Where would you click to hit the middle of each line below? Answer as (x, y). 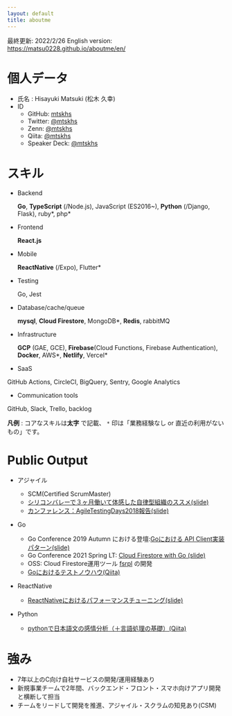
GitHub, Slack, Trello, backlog (50, 409)
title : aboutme (29, 20)
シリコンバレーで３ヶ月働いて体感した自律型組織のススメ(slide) (118, 502)
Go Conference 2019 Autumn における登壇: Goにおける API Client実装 (126, 539)
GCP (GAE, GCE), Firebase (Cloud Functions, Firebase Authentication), (117, 348)
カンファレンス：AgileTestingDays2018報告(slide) (98, 511)
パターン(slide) (49, 548)
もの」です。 (25, 432)
